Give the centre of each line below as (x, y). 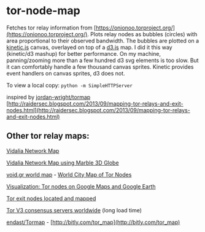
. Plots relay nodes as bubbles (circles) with (142, 34)
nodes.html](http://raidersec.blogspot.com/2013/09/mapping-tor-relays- (98, 110)
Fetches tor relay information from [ (51, 28)
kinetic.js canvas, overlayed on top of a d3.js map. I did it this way (90, 47)
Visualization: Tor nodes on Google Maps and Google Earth (81, 186)
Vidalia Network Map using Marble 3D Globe (63, 163)
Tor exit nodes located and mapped (51, 198)
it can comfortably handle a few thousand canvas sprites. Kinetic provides (100, 67)
